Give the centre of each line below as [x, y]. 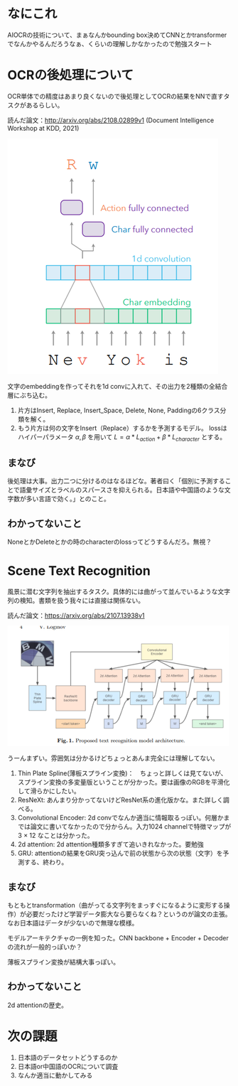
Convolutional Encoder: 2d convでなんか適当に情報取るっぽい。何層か [120, 818]
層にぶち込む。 [29, 395]
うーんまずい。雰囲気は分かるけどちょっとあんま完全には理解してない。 [113, 758]
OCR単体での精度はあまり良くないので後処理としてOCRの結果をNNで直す [115, 96]
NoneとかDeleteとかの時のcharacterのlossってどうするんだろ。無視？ [109, 542]
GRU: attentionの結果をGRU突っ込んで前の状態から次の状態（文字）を [120, 854]
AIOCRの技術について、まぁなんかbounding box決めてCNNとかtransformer [117, 35]
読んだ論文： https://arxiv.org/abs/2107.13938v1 [76, 615]
